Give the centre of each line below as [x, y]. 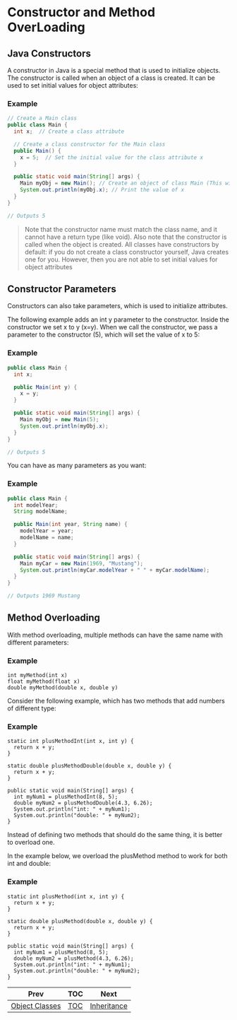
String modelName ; [41, 512]
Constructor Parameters [62, 289]
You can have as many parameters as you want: [77, 465]
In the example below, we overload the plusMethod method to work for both [117, 856]
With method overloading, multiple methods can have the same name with [115, 635]
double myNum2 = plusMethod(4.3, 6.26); [74, 959]
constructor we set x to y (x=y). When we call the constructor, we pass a [113, 327]
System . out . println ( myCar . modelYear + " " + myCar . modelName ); [115, 570]
